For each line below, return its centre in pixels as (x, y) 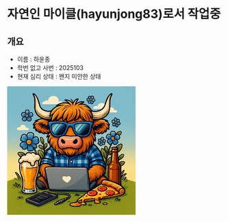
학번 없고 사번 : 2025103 (50, 68)
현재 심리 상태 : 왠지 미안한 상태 (59, 76)
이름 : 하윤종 (34, 59)
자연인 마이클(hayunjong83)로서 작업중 (114, 14)
